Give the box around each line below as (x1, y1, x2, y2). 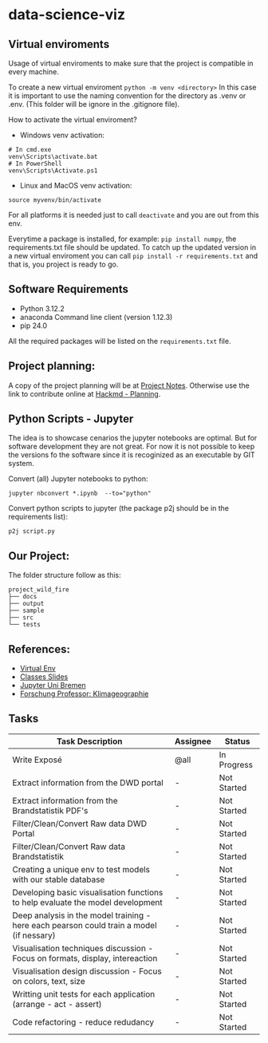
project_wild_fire (8, 586, 69, 594)
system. (8, 459, 34, 468)
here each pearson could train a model (12, 919, 157, 930)
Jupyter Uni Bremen (19, 681, 86, 690)
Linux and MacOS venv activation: (19, 181, 132, 190)
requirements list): (8, 512, 68, 522)
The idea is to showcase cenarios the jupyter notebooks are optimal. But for (8, 433, 258, 443)
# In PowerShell (8, 160, 62, 168)
